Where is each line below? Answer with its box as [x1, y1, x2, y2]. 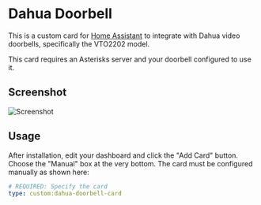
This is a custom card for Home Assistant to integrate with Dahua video [8, 31, 240, 40]
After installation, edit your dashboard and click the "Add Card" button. [8, 151, 239, 160]
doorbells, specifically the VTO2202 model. [8, 39, 150, 48]
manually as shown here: [8, 167, 89, 177]
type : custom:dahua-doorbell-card [8, 190, 123, 198]
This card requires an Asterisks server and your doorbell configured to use [8, 54, 252, 64]
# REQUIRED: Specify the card [8, 182, 108, 190]
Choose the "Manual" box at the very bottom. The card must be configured [8, 158, 253, 168]
